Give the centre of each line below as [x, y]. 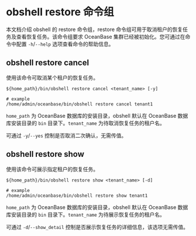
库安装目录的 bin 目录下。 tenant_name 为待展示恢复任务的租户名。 [86, 214]
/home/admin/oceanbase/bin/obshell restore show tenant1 [77, 196]
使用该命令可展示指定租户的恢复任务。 [52, 169]
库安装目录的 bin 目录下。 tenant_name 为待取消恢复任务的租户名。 [86, 123]
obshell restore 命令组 [60, 12]
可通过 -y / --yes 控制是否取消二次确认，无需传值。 [66, 135]
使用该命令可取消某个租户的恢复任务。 [52, 77]
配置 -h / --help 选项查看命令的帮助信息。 [65, 44]
